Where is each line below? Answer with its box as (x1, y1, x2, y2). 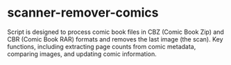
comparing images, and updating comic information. (7, 50, 157, 58)
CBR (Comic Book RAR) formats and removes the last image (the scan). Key (7, 35, 223, 43)
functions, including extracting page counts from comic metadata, (7, 42, 196, 50)
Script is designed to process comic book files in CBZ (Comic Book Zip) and (7, 28, 224, 36)
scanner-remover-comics (7, 5, 159, 21)
